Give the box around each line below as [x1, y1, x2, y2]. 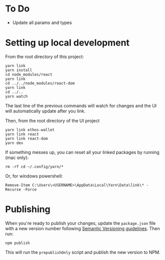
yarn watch [5, 93, 28, 99]
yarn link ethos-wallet [5, 127, 55, 132]
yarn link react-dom [5, 136, 48, 141]
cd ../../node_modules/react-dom [5, 80, 75, 85]
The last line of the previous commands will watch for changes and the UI [5, 102, 157, 108]
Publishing [5, 203, 51, 215]
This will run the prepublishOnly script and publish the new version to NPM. [5, 249, 161, 255]
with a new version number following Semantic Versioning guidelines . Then [5, 225, 160, 231]
